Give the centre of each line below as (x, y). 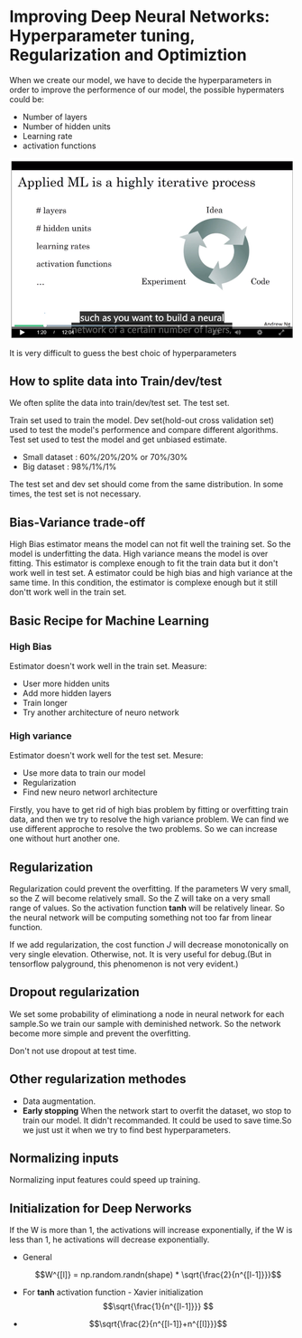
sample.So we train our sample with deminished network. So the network (145, 1023)
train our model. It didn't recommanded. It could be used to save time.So (157, 1120)
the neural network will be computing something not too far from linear (141, 917)
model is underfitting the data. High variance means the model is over (139, 554)
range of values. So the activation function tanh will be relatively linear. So (147, 908)
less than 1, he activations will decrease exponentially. (110, 1239)
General (37, 1258)
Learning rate (47, 136)
